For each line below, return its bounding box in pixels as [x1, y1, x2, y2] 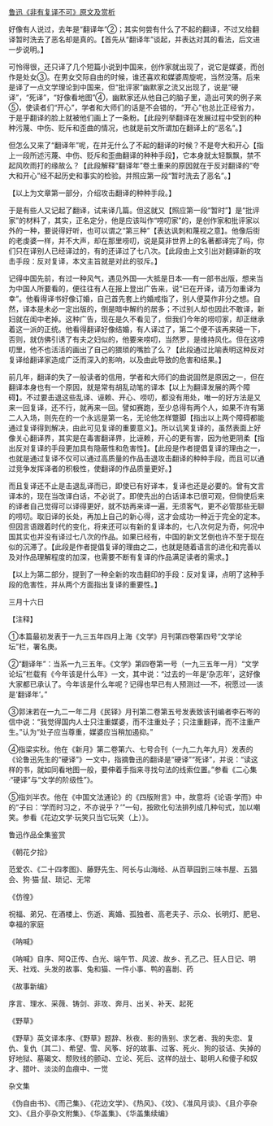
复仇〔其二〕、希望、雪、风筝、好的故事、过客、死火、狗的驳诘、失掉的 [22, 1044, 262, 1053]
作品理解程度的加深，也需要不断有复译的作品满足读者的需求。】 [22, 552, 233, 561]
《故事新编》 [8, 981, 51, 991]
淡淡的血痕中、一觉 [43, 1064, 108, 1073]
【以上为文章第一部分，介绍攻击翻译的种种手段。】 [8, 188, 176, 198]
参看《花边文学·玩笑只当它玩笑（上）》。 [22, 813, 154, 822]
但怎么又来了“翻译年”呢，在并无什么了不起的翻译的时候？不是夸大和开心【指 [8, 141, 264, 150]
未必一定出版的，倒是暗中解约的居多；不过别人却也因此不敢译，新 [43, 304, 265, 313]
